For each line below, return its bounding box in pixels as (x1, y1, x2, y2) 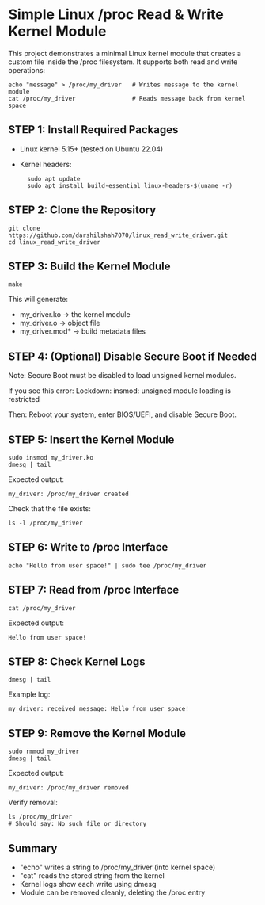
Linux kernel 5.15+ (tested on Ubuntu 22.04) (19, 144, 164, 154)
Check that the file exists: (8, 504, 91, 513)
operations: (8, 65, 46, 74)
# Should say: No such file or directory (8, 820, 147, 828)
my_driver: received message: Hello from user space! (8, 705, 190, 713)
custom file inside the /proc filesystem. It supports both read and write (8, 57, 238, 67)
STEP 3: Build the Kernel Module (8, 259, 172, 273)
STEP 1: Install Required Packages (8, 123, 179, 136)
